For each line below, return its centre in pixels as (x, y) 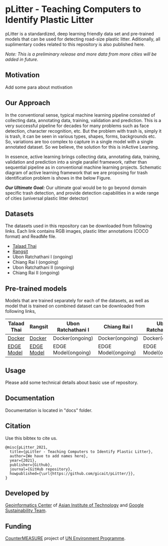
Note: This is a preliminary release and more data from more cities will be (81, 54)
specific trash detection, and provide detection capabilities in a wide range (82, 193)
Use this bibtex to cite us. (31, 438)
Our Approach (28, 103)
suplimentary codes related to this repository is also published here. (75, 44)
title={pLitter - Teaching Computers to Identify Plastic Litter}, (81, 451)
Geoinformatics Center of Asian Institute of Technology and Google (74, 505)
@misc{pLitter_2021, (27, 447)
